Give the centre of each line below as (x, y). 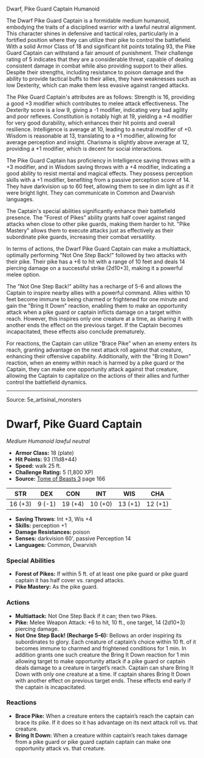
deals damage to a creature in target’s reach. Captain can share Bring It (104, 667)
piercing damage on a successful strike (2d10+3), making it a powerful (95, 268)
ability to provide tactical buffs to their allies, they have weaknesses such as (101, 79)
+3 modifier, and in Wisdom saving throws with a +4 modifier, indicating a (98, 167)
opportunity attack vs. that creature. (60, 748)
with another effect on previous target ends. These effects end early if (103, 680)
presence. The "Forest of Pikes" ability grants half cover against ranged (96, 217)
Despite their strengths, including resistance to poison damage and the (95, 72)
